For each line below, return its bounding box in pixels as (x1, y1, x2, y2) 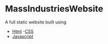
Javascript (12, 33, 34, 39)
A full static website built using (5, 19, 67, 25)
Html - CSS (12, 28, 34, 34)
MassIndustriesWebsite (5, 3, 104, 14)
